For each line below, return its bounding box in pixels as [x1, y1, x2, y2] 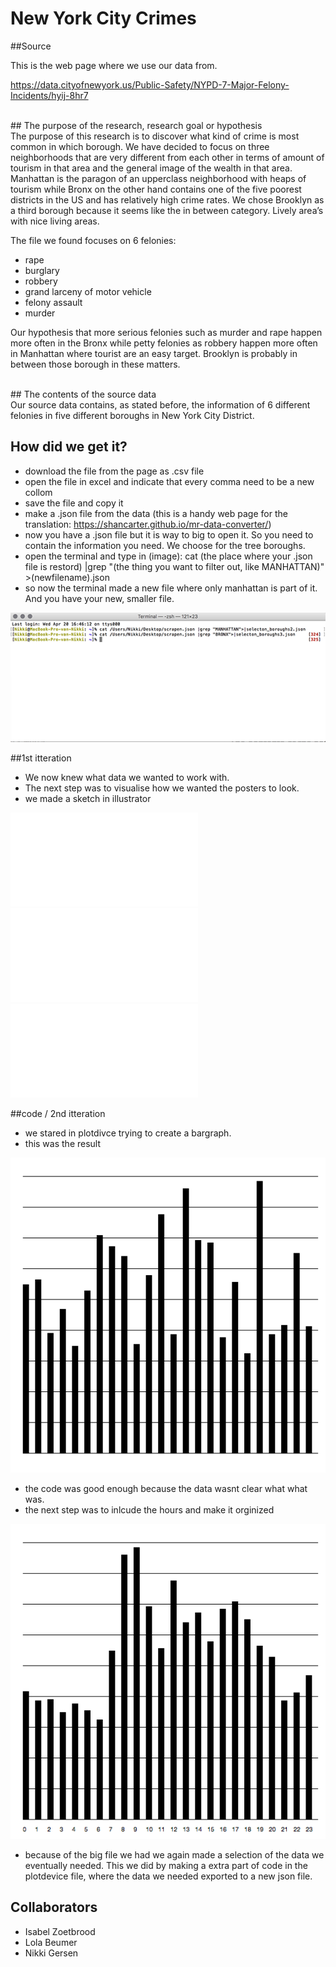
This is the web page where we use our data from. [10, 59, 218, 71]
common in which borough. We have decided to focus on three [10, 140, 270, 152]
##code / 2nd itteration [10, 1107, 106, 1119]
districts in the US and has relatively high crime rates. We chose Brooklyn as [10, 193, 325, 206]
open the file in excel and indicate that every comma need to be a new [24, 475, 315, 487]
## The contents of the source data [10, 388, 157, 400]
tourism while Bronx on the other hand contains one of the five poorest [10, 183, 302, 195]
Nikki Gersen [24, 1947, 79, 1959]
